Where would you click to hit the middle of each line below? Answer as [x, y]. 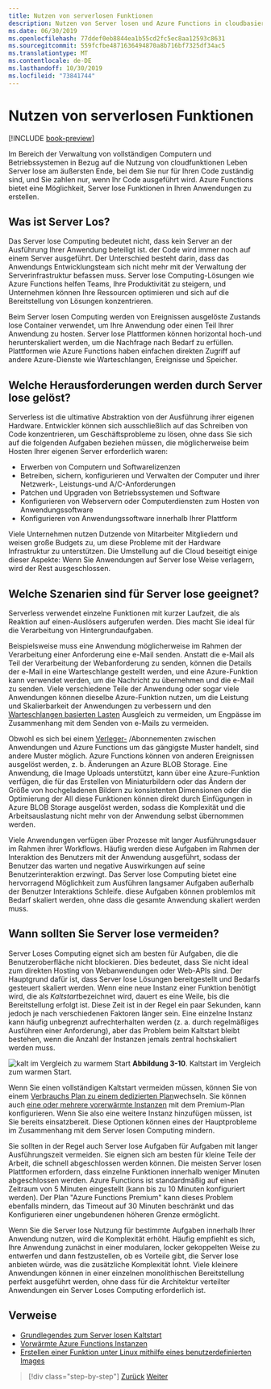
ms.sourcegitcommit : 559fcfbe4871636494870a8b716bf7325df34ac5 [117, 46]
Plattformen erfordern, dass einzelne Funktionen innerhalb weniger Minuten [134, 1171]
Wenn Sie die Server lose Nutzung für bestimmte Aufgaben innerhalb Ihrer [132, 1230]
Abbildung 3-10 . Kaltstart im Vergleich [196, 1063]
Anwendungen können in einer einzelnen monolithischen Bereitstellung [126, 1273]
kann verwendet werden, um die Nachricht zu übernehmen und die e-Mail [131, 680]
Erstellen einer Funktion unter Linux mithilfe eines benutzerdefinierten [135, 1352]
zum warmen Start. [40, 1072]
